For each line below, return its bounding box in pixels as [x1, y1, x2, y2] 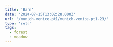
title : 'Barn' [5, 7, 34, 12]
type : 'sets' [5, 21, 32, 26]
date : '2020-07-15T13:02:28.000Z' [5, 12, 76, 17]
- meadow [9, 35, 28, 40]
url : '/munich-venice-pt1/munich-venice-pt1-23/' [5, 16, 109, 21]
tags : [5, 25, 16, 30]
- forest [9, 30, 28, 35]
